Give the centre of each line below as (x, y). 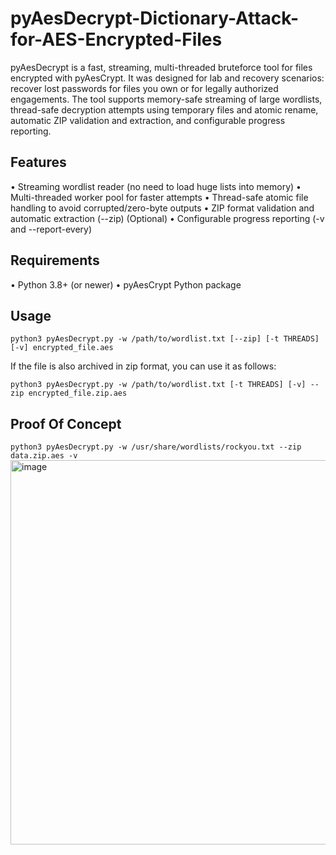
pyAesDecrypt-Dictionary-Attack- (155, 18)
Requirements (55, 260)
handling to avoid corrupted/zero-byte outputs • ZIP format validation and (162, 208)
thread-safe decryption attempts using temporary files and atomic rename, (164, 109)
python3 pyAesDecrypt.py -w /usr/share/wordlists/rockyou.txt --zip (156, 447)
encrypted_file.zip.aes (78, 393)
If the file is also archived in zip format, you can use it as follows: (143, 366)
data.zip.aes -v (44, 456)
